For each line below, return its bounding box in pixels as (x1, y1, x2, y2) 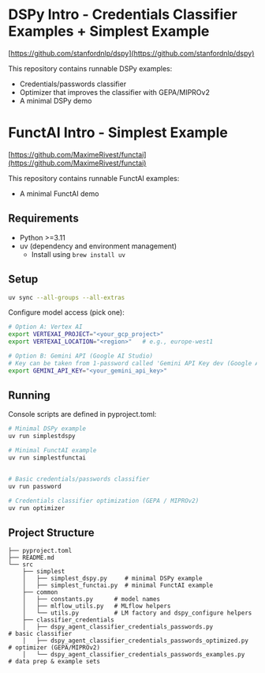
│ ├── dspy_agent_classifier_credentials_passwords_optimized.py (22, 637, 248, 645)
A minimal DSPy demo (19, 96, 92, 105)
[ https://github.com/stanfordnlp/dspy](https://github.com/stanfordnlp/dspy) (8, 48, 255, 58)
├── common (22, 588, 58, 596)
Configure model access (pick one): (8, 308, 125, 317)
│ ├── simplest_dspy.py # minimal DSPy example (22, 575, 203, 583)
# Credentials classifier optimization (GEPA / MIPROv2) (8, 497, 200, 505)
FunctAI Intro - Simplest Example (8, 124, 229, 142)
